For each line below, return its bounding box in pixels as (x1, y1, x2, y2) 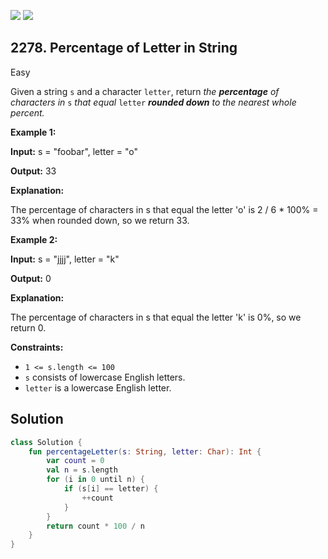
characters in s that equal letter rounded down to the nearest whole (10, 96, 297, 108)
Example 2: (10, 233, 58, 245)
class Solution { (10, 437, 83, 447)
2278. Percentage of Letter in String (10, 40, 238, 57)
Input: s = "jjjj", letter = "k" (10, 253, 120, 265)
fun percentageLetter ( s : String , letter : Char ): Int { (28, 446, 262, 457)
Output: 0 (10, 272, 52, 284)
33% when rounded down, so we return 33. (10, 214, 190, 226)
